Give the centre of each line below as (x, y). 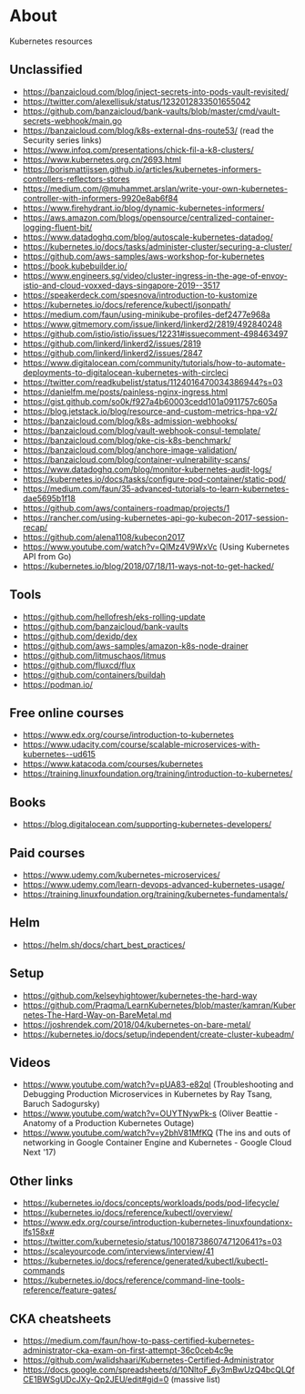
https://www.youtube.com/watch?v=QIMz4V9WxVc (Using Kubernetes (156, 547)
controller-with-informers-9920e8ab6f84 (101, 198)
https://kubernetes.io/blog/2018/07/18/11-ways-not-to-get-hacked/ (148, 566)
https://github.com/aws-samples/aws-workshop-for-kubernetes (143, 256)
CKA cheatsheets (61, 1319)
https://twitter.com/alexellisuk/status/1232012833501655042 (137, 101)
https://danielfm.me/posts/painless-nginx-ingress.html (125, 392)
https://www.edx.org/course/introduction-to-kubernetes (128, 735)
